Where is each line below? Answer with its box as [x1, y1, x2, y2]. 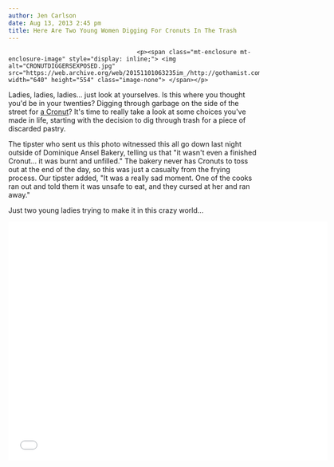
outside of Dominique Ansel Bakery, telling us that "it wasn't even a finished [8, 148, 257, 158]
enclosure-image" [8, 55, 66, 64]
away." [8, 190, 30, 200]
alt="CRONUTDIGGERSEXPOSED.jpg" [8, 62, 116, 70]
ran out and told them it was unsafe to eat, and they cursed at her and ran [8, 182, 250, 191]
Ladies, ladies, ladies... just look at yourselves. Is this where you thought [8, 90, 246, 100]
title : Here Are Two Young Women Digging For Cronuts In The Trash [8, 26, 238, 34]
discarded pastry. [8, 124, 66, 134]
